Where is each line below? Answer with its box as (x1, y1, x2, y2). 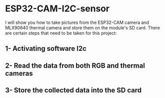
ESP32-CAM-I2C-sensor (5, 3, 110, 14)
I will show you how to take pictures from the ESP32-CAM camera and (5, 19, 149, 25)
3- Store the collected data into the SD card (5, 86, 142, 95)
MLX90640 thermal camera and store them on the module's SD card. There (5, 24, 161, 30)
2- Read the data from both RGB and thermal (5, 61, 145, 70)
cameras (5, 69, 33, 78)
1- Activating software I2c (5, 44, 87, 53)
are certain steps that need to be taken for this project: (5, 30, 117, 36)
